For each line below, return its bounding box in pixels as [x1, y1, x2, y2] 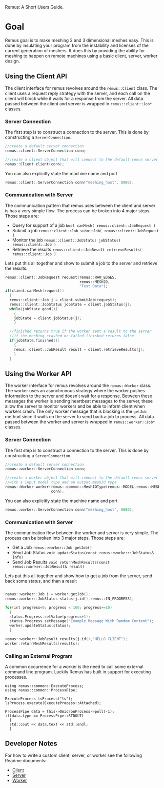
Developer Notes [5, 739, 58, 748]
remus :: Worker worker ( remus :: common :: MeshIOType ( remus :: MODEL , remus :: [5, 485, 152, 489]
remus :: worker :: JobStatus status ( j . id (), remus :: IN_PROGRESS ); [5, 596, 134, 601]
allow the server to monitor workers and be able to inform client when [5, 404, 145, 409]
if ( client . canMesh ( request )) [5, 288, 64, 293]
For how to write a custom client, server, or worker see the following [5, 752, 142, 758]
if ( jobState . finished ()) [9, 338, 60, 343]
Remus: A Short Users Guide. [5, 4, 64, 10]
